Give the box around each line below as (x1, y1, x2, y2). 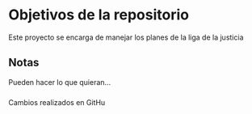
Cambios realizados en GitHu (8, 97, 106, 107)
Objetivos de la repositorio (8, 6, 190, 24)
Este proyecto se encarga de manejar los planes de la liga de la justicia (8, 32, 244, 42)
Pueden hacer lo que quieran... (8, 77, 111, 87)
